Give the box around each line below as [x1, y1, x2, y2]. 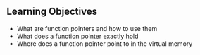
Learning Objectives [6, 6, 98, 18]
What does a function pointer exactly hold [16, 32, 139, 40]
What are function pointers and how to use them [16, 24, 158, 32]
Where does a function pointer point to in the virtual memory [16, 39, 193, 48]
